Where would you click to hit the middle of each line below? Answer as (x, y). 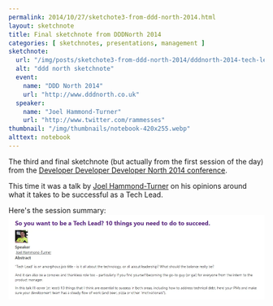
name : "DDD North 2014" (63, 85)
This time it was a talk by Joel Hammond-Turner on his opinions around (128, 186)
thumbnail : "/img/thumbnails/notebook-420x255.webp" (100, 129)
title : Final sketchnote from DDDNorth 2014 (85, 34)
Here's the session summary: (57, 210)
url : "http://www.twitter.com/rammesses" (94, 120)
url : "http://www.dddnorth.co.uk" (81, 94)
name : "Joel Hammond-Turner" (72, 111)
